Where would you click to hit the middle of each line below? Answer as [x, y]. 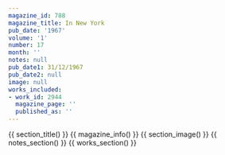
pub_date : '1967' [37, 30]
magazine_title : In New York [56, 23]
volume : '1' [28, 38]
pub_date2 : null [35, 75]
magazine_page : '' [46, 104]
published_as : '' [44, 112]
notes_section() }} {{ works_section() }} [72, 143]
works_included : [35, 89]
